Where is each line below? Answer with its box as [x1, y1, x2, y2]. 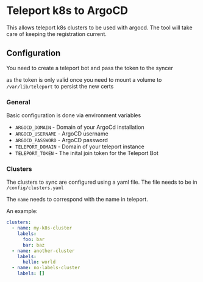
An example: [6, 208, 38, 215]
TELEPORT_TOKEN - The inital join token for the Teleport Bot [15, 150, 158, 157]
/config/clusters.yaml [6, 185, 64, 191]
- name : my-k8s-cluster [12, 225, 72, 231]
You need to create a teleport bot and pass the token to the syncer [6, 64, 174, 71]
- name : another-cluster [12, 248, 75, 254]
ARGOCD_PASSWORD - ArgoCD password [15, 137, 109, 144]
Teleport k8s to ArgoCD [6, 4, 129, 18]
